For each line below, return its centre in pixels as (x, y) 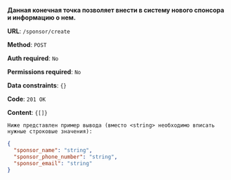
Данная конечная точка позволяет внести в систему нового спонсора (116, 10)
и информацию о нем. (41, 18)
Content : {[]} (27, 112)
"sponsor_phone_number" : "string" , (66, 157)
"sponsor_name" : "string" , (53, 150)
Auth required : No (33, 58)
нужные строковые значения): (50, 132)
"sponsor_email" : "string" (53, 163)
